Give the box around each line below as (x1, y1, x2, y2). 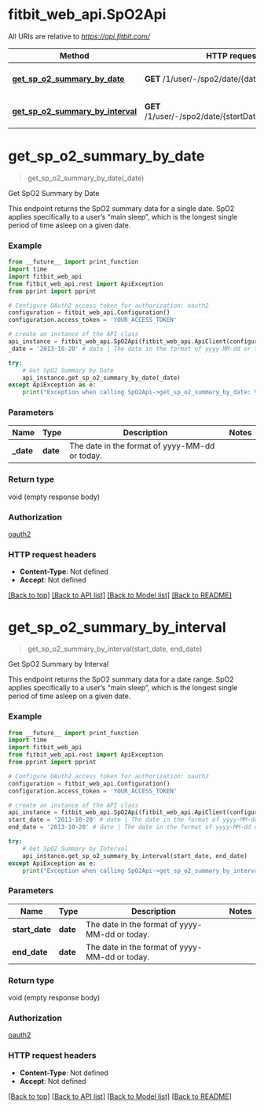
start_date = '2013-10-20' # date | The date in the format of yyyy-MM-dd (8, 816, 258, 824)
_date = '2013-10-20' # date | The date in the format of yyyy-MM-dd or (8, 345, 251, 353)
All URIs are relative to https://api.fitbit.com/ (8, 31, 151, 41)
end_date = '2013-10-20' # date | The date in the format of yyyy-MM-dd (8, 823, 251, 831)
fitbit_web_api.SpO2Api (8, 6, 167, 24)
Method (59, 50, 90, 61)
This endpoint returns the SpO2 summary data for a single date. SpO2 (8, 203, 235, 213)
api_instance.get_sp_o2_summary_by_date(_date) (22, 374, 181, 382)
